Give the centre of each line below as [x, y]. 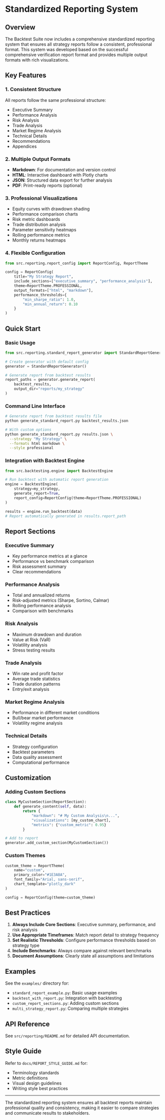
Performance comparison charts [45, 214]
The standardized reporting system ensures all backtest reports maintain [79, 1102]
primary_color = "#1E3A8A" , [41, 875]
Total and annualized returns [41, 595]
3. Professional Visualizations [41, 198]
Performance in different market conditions [56, 713]
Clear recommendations [37, 572]
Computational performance [41, 762]
